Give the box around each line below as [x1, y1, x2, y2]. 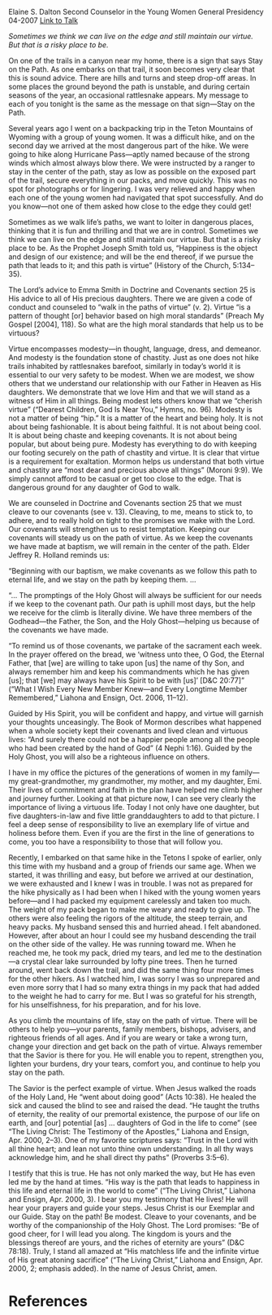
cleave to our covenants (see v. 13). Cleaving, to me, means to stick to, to [8, 507, 253, 517]
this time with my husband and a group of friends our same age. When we [8, 861, 257, 871]
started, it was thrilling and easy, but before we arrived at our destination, [8, 870, 254, 879]
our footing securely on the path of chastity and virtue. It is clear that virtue [8, 448, 260, 457]
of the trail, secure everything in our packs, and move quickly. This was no [8, 175, 257, 185]
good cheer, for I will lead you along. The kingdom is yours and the [8, 1229, 231, 1238]
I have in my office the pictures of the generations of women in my [8, 767, 231, 777]
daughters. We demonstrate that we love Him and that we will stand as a [8, 387, 250, 397]
